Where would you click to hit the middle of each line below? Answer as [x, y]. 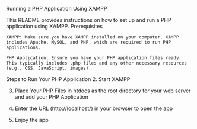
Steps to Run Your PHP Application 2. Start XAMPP [68, 79]
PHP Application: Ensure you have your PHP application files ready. [94, 58]
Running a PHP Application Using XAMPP [57, 9]
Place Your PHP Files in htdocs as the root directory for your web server [103, 91]
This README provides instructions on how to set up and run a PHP [89, 20]
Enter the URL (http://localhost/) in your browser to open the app [94, 108]
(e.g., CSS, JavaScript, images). [49, 68]
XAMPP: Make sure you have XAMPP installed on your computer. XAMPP [93, 37]
